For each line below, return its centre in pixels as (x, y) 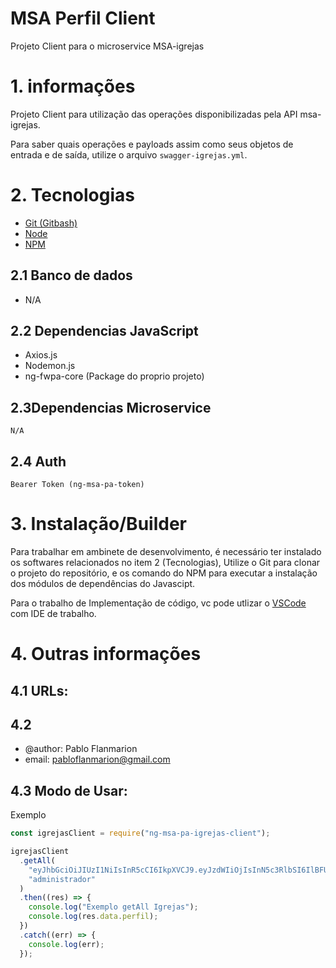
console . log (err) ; (66, 944)
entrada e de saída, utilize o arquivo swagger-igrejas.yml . (129, 154)
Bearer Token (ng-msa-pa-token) (77, 485)
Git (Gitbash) (51, 223)
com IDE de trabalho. (53, 613)
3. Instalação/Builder (98, 524)
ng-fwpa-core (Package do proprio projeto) (114, 376)
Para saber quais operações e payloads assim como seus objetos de (152, 144)
